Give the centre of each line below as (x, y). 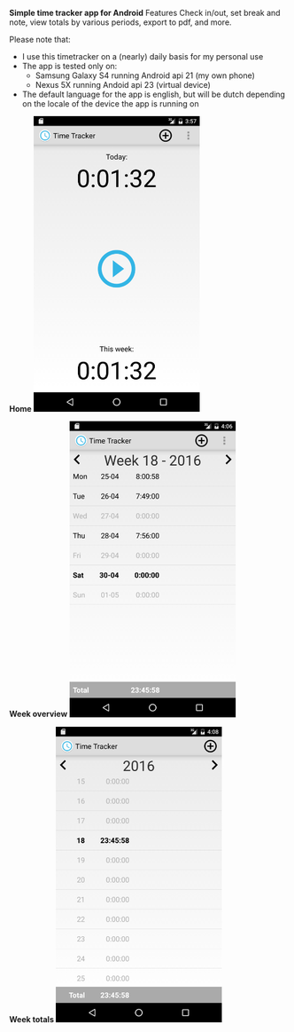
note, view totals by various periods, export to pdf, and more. (120, 22)
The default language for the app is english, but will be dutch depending (154, 94)
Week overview (39, 714)
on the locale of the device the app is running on (110, 104)
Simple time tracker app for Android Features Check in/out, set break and (145, 13)
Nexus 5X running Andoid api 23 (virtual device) (123, 85)
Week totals (32, 1019)
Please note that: (40, 39)
